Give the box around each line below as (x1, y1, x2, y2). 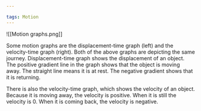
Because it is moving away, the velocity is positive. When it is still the (6, 91, 177, 98)
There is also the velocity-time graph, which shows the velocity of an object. (6, 85, 195, 92)
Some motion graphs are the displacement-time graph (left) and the (6, 42, 174, 49)
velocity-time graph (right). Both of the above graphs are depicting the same (6, 48, 195, 55)
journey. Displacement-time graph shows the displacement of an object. (6, 54, 185, 61)
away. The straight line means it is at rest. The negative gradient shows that (6, 67, 193, 75)
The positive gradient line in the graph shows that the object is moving (6, 61, 180, 68)
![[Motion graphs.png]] (6, 30, 63, 38)
